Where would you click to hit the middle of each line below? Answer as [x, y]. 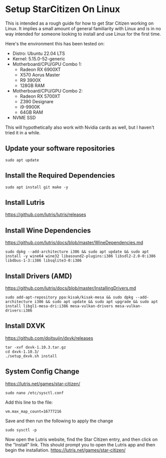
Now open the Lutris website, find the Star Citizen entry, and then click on [81, 439]
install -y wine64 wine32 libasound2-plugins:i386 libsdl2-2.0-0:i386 [80, 256]
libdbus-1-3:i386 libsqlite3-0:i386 [43, 261]
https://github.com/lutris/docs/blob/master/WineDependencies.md [74, 243]
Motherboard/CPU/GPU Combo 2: [47, 91]
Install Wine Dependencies [48, 230]
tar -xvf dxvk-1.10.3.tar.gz [36, 347]
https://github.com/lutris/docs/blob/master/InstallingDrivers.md [71, 288]
